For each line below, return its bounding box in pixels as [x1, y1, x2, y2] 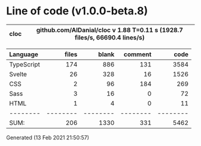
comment [123, 50, 151, 58]
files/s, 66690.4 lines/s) [74, 33, 145, 41]
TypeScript [9, 60, 40, 68]
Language [9, 50, 39, 58]
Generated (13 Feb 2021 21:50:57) [6, 133, 90, 141]
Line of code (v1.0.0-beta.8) [6, 4, 148, 18]
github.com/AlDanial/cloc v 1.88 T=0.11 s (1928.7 [36, 26, 184, 34]
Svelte [9, 70, 27, 78]
